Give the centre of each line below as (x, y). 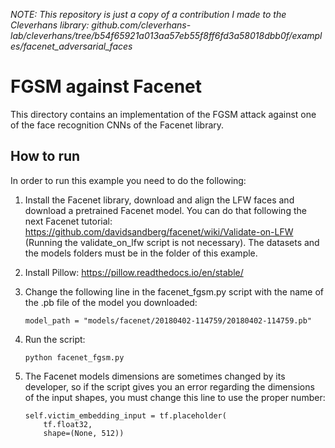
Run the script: (55, 339)
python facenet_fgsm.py (74, 357)
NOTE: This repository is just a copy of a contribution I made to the (148, 14)
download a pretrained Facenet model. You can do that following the (165, 210)
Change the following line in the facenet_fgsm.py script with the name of (174, 291)
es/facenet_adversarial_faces (71, 46)
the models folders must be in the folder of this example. (141, 253)
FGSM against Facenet (106, 86)
